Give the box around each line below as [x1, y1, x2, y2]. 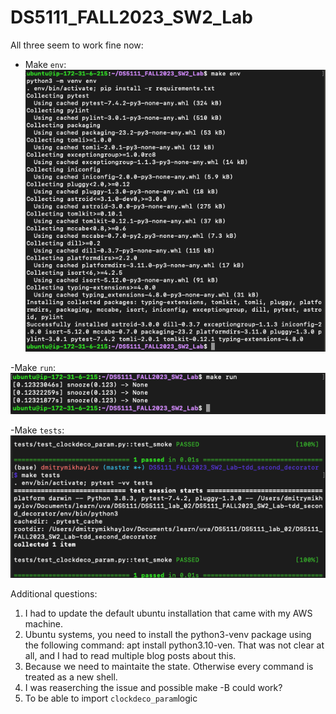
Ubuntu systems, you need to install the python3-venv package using [24, 629, 312, 641]
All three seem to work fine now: [10, 39, 144, 51]
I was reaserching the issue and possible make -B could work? [24, 682, 283, 694]
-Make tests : [10, 424, 65, 436]
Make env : [24, 58, 67, 70]
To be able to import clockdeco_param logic [24, 692, 198, 705]
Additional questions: [10, 588, 98, 600]
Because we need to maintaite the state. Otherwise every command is [24, 661, 314, 673]
